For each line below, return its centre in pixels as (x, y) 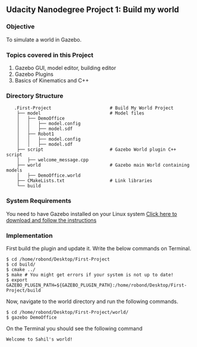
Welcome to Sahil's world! (39, 339)
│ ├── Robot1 (36, 134)
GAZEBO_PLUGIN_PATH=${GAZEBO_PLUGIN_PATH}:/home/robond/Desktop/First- (96, 285)
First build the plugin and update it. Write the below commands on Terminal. (99, 248)
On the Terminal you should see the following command (74, 328)
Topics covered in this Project (50, 55)
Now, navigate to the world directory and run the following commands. (92, 301)
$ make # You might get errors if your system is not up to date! (90, 275)
